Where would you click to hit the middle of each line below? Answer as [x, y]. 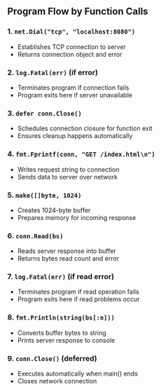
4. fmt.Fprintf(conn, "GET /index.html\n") [81, 154]
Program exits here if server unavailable [75, 95]
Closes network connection [57, 381]
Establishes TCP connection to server [71, 47]
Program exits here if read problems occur [78, 299]
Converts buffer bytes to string [62, 333]
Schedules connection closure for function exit [85, 128]
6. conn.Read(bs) [35, 235]
